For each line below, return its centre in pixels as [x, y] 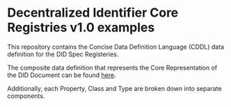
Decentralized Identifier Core [93, 13]
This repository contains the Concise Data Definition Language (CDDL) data [116, 47]
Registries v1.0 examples [81, 27]
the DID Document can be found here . [62, 75]
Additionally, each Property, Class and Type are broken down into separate [114, 88]
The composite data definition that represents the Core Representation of [112, 67]
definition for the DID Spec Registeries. [63, 54]
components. [26, 96]
